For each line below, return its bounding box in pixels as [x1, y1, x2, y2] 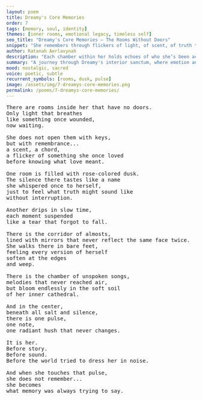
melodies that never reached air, [6, 279, 108, 285]
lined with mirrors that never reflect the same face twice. [6, 237, 191, 243]
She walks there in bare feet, [6, 243, 99, 249]
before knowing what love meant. [6, 158, 105, 165]
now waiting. [6, 122, 45, 129]
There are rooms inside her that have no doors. [6, 104, 152, 110]
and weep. [6, 261, 35, 267]
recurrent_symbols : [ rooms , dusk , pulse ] [6, 76, 112, 82]
